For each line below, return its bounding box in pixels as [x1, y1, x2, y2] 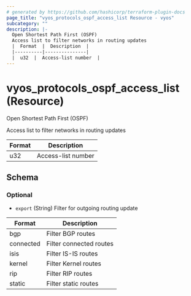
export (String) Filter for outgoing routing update [15, 204, 138, 212]
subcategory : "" [6, 20, 48, 26]
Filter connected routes [46, 240, 114, 248]
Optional [6, 190, 33, 199]
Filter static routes [46, 279, 99, 288]
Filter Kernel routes [46, 259, 101, 268]
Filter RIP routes [46, 270, 93, 278]
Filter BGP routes [46, 230, 96, 238]
